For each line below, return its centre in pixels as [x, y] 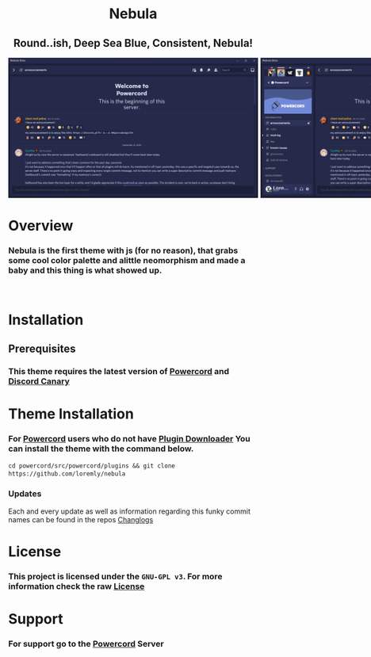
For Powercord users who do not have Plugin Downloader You [130, 439]
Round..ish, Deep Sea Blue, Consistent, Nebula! [133, 43]
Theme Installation [71, 414]
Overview [41, 226]
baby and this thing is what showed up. [85, 270]
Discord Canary [39, 381]
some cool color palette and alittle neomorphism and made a [127, 261]
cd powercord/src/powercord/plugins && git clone [92, 466]
